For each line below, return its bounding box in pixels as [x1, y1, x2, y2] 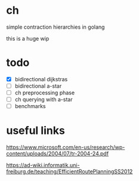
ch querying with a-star [14, 96, 73, 103]
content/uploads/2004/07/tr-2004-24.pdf [6, 150, 109, 157]
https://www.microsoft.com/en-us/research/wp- [6, 144, 125, 151]
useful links [6, 124, 66, 137]
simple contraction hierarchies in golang [6, 23, 105, 30]
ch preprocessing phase [14, 89, 75, 96]
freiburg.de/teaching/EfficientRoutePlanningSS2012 [6, 168, 133, 175]
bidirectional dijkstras [14, 75, 68, 82]
